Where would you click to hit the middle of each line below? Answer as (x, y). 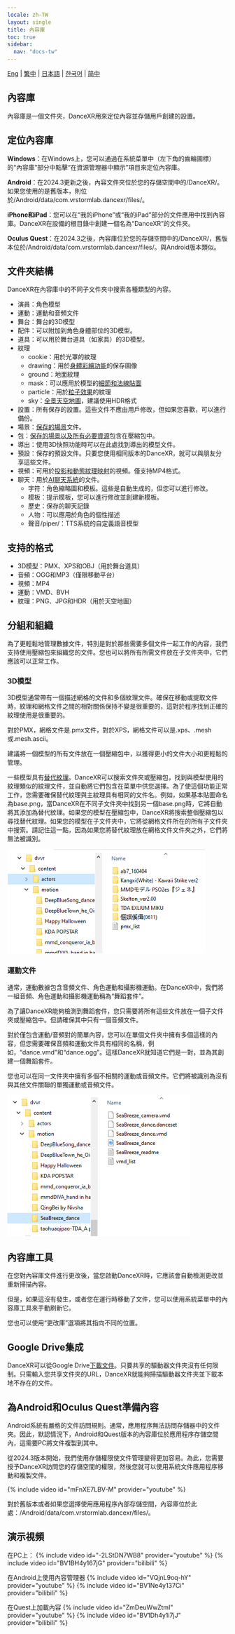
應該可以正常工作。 (35, 661)
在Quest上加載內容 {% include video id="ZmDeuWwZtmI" (90, 1607)
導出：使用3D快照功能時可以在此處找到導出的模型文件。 (98, 445)
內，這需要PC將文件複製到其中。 (55, 1443)
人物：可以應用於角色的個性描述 (74, 515)
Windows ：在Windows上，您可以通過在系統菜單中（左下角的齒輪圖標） (111, 159)
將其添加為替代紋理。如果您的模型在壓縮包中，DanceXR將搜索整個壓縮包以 (115, 812)
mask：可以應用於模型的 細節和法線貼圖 (85, 383)
